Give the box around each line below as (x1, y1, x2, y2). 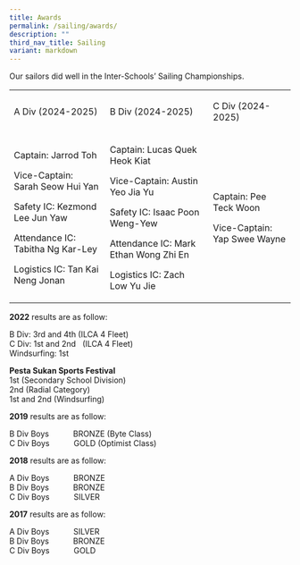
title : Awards (9, 13, 62, 22)
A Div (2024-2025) (13, 105, 98, 118)
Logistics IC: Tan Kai (13, 263, 99, 275)
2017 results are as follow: (9, 509, 106, 519)
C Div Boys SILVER (9, 492, 101, 502)
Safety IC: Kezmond (13, 200, 97, 213)
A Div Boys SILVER (9, 527, 100, 537)
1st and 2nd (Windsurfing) (9, 394, 105, 405)
